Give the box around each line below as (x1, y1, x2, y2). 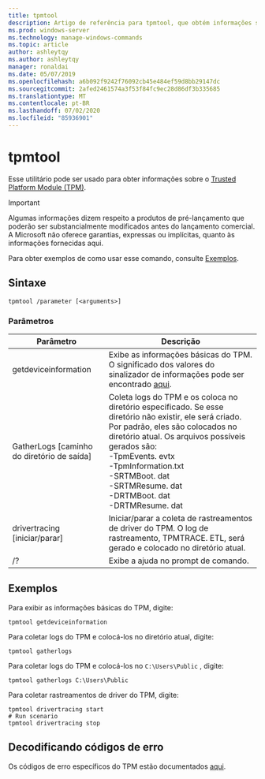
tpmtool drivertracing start (8, 705, 104, 714)
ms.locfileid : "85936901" (8, 114, 93, 122)
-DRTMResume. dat (108, 500, 184, 511)
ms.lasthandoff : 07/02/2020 (8, 107, 101, 115)
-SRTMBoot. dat (108, 470, 170, 481)
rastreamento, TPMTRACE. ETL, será (108, 532, 245, 543)
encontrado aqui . (108, 378, 172, 389)
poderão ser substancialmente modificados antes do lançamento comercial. (8, 222, 256, 231)
